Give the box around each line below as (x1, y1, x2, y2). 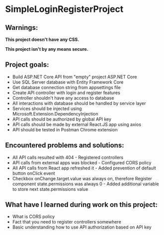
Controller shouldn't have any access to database (12, 95, 114, 101)
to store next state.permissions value (12, 186, 88, 192)
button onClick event (12, 170, 56, 176)
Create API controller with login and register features (12, 90, 120, 96)
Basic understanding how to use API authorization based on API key (12, 224, 152, 230)
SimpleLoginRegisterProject (5, 3, 124, 15)
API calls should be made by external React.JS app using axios (12, 121, 142, 127)
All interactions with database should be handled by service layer (12, 100, 146, 106)
